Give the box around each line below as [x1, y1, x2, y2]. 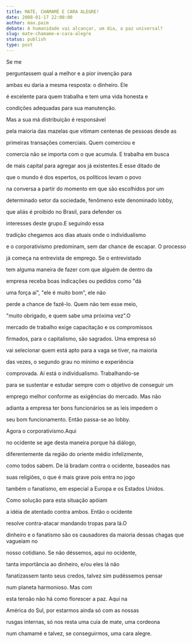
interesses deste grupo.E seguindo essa [6, 220, 104, 227]
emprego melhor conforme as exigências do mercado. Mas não [6, 392, 161, 399]
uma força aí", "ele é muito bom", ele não [6, 289, 106, 296]
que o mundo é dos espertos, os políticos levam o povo [6, 173, 142, 180]
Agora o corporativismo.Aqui [6, 427, 77, 435]
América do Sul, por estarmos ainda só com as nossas [6, 607, 139, 614]
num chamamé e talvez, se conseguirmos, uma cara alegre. [6, 629, 152, 637]
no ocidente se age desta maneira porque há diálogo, [6, 439, 137, 446]
